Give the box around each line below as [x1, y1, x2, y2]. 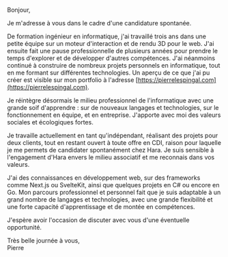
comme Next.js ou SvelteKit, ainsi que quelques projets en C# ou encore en [7, 181, 220, 189]
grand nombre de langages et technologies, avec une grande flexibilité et [7, 195, 213, 204]
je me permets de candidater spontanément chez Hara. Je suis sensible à [7, 146, 214, 154]
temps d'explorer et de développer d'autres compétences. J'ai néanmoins [7, 54, 216, 62]
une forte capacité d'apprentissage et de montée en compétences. [7, 203, 196, 211]
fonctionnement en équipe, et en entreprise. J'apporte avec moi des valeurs [7, 111, 221, 119]
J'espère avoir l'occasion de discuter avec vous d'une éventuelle [7, 216, 190, 224]
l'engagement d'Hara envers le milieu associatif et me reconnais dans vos [7, 153, 215, 161]
